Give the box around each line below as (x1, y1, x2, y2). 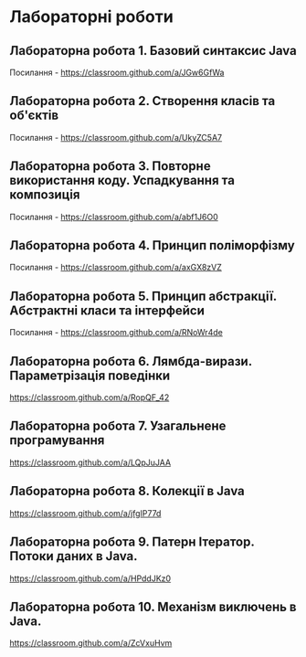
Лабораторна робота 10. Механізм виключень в (9, 599, 297, 614)
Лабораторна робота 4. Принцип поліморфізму (9, 238, 295, 253)
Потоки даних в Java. (9, 548, 139, 564)
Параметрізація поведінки (9, 367, 171, 383)
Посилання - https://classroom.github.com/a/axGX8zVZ (9, 262, 222, 273)
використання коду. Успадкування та (9, 173, 236, 188)
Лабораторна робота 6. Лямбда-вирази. (9, 354, 253, 369)
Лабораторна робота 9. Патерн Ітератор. (9, 535, 255, 550)
